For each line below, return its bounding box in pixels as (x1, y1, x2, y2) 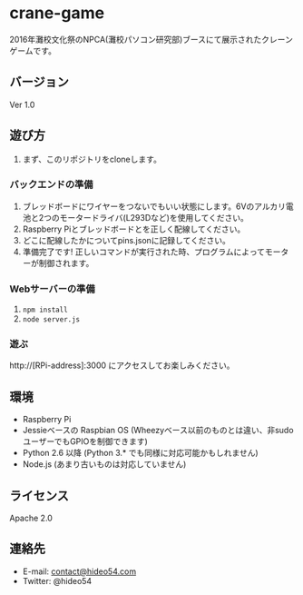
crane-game (9, 3, 105, 24)
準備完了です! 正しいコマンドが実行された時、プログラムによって (22, 246, 266, 257)
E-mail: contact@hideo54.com (22, 566, 137, 577)
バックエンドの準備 (9, 178, 93, 191)
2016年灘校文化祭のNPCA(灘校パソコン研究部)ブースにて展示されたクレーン (9, 34, 293, 45)
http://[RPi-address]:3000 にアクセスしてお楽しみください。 (9, 360, 235, 371)
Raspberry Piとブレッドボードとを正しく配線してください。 (22, 223, 246, 234)
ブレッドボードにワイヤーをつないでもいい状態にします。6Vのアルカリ (22, 201, 287, 212)
